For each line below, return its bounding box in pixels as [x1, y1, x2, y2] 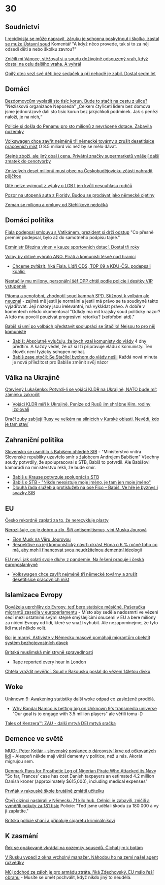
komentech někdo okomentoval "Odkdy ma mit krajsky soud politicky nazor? [5, 308, 161, 314]
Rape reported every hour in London [12, 659, 86, 665]
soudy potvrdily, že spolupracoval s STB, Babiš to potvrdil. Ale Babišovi [5, 459, 150, 465]
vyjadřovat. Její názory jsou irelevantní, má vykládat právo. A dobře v [5, 303, 145, 309]
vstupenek [5, 283, 27, 289]
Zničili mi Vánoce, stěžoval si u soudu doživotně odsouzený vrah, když [5, 56, 149, 62]
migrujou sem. [5, 758, 34, 764]
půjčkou [5, 173, 22, 179]
